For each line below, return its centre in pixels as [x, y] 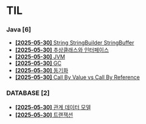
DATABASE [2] [28, 93]
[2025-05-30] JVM [40, 57]
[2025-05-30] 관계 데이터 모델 [53, 107]
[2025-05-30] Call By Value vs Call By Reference [77, 77]
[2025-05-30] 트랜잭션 [44, 115]
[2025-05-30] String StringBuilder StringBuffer [75, 43]
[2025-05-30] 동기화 [42, 71]
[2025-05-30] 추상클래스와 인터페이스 [62, 50]
